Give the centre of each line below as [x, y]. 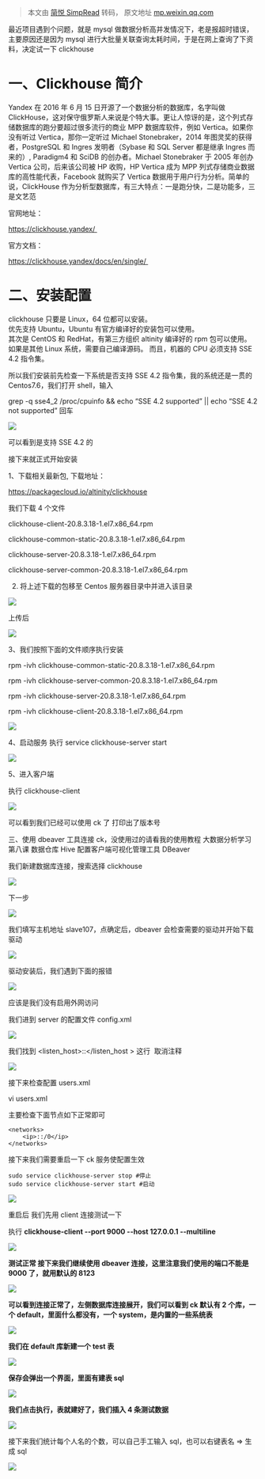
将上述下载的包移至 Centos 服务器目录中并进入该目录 [106, 586]
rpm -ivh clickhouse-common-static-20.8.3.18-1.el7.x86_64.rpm [112, 665]
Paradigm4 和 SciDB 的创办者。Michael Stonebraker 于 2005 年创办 [143, 157]
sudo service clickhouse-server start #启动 [81, 1184]
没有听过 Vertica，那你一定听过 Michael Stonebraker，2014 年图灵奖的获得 [130, 137]
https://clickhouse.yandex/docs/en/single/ [77, 261]
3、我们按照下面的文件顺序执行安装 [66, 649]
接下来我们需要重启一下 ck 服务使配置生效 [76, 1159]
